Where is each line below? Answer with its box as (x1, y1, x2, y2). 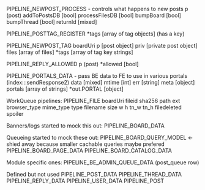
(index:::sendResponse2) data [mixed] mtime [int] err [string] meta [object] (6, 79, 195, 86)
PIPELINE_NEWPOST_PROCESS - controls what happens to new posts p (6, 6, 188, 12)
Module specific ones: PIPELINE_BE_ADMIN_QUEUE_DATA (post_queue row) (6, 159, 199, 166)
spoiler (6, 110, 24, 117)
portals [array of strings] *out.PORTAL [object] (6, 85, 124, 93)
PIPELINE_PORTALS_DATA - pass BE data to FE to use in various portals (6, 72, 188, 79)
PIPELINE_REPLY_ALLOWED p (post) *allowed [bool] (6, 61, 139, 67)
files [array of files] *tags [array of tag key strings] (6, 48, 133, 56)
